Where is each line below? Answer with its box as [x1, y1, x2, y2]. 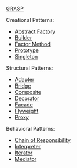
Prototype [14, 47, 39, 54]
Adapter [14, 76, 35, 83]
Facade [14, 101, 34, 108]
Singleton [14, 53, 38, 60]
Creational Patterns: [6, 17, 55, 23]
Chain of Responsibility [14, 137, 71, 144]
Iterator [14, 149, 33, 156]
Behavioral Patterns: [6, 125, 55, 132]
